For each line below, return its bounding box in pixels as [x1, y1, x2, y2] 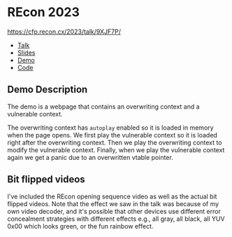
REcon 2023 [7, 4, 80, 20]
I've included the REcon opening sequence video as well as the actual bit [7, 192, 217, 201]
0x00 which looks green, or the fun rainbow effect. [7, 222, 154, 230]
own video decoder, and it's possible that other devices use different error [7, 207, 222, 215]
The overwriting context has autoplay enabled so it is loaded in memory [7, 123, 215, 132]
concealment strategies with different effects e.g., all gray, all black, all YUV [7, 215, 225, 223]
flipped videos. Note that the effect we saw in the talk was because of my [7, 199, 219, 208]
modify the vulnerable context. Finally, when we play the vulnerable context [7, 145, 225, 154]
